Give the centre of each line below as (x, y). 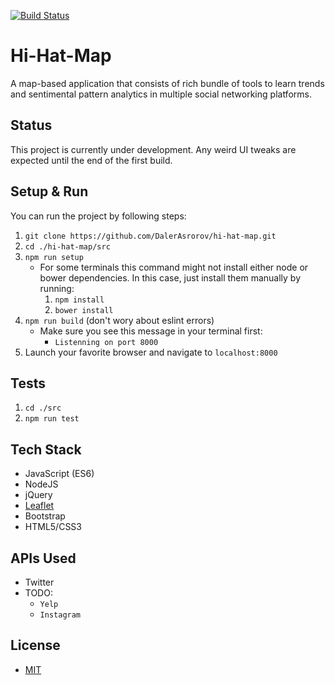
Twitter (39, 582)
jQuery (38, 495)
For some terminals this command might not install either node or (174, 267)
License (35, 645)
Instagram (60, 615)
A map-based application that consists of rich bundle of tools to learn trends (167, 83)
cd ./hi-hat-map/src (67, 246)
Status (31, 125)
